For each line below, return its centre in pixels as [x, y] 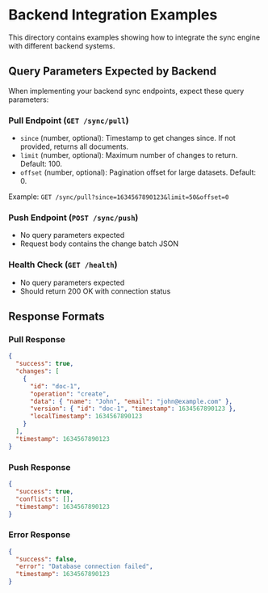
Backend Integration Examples [113, 15]
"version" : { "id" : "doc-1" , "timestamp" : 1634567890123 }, [133, 409]
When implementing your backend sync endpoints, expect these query [126, 91]
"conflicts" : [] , [45, 499]
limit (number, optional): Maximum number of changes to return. [129, 155]
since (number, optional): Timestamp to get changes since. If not [128, 138]
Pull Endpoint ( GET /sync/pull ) [69, 121]
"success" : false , [47, 559]
